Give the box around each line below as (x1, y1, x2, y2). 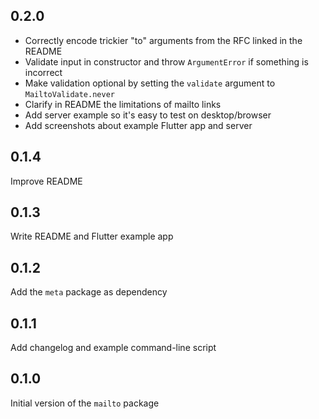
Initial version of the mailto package (10, 397, 160, 409)
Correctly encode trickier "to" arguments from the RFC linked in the (24, 34, 303, 46)
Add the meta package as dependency (10, 286, 168, 298)
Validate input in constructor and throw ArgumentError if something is (24, 55, 309, 68)
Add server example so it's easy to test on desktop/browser (24, 109, 272, 121)
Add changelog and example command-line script (10, 342, 217, 354)
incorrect (24, 66, 63, 78)
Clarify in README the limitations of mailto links (24, 98, 222, 110)
